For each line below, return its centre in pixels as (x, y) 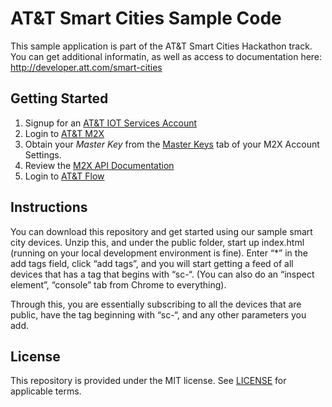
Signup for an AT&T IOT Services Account (111, 123)
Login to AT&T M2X (64, 133)
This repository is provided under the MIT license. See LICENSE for (148, 381)
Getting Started (59, 98)
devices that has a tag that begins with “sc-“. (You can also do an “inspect (162, 274)
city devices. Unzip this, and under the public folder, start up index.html (157, 242)
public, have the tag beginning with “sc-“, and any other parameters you (158, 314)
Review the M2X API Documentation (99, 165)
